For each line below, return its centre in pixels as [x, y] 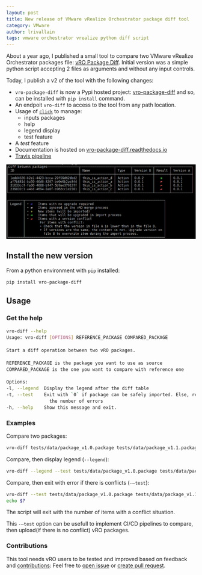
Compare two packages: [37, 436]
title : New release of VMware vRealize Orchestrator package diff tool [98, 19]
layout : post [23, 13]
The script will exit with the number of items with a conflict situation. [91, 512]
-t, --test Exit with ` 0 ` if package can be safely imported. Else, [98, 395]
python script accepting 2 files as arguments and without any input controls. [101, 69]
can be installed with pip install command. [70, 99]
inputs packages [44, 118]
